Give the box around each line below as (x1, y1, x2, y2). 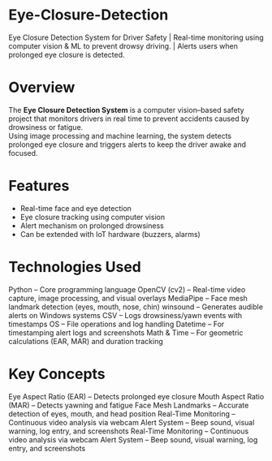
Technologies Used (8, 258, 142, 276)
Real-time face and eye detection (19, 203, 132, 213)
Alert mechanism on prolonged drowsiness (19, 221, 164, 230)
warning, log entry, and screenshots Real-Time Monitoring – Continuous (8, 426, 249, 436)
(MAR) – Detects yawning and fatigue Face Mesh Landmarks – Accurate (8, 400, 249, 410)
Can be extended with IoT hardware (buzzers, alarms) (19, 229, 201, 239)
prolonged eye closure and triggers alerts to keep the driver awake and (8, 140, 246, 149)
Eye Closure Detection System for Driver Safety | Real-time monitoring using (8, 32, 264, 42)
